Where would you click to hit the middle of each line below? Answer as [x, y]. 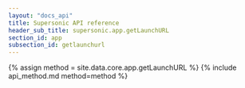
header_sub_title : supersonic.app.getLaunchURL [89, 30]
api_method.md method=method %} [68, 76]
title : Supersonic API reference [64, 23]
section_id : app [35, 38]
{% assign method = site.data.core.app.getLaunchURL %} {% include [122, 67]
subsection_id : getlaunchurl [57, 45]
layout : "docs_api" [41, 15]
